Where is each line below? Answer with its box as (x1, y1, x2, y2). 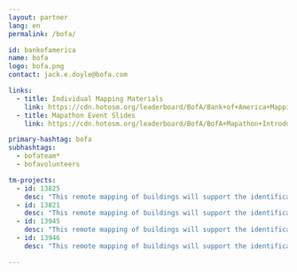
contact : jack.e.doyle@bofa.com (8, 70, 128, 80)
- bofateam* (16, 152, 61, 160)
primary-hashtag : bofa (8, 135, 92, 144)
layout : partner (8, 12, 68, 22)
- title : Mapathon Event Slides (16, 111, 137, 120)
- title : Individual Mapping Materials (16, 94, 164, 103)
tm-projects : (8, 175, 57, 184)
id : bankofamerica (8, 45, 76, 54)
